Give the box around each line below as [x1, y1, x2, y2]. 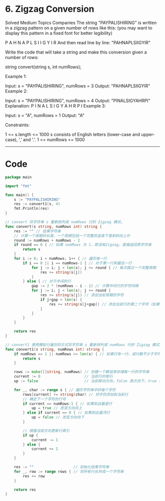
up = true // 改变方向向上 [31, 406, 82, 411]
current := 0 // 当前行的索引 [14, 374, 113, 379]
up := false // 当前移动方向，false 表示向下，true [14, 379, 157, 384]
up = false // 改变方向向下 [31, 415, 84, 420]
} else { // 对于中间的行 [23, 279, 71, 284]
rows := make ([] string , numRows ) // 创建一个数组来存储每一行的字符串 [14, 369, 150, 374]
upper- [141, 131, 155, 137]
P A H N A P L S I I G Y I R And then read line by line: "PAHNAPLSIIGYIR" [5, 39, 151, 45]
